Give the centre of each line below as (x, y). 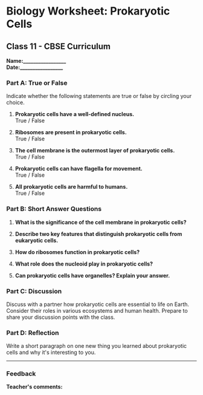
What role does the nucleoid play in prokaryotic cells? (84, 264)
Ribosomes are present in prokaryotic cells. (71, 132)
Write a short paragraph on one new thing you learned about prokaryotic (97, 346)
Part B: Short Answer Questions (54, 209)
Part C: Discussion (34, 291)
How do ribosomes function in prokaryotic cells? (77, 252)
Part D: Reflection (33, 333)
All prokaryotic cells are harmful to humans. (71, 187)
